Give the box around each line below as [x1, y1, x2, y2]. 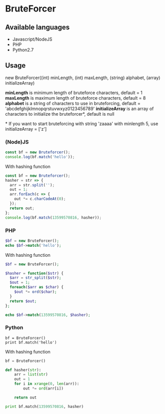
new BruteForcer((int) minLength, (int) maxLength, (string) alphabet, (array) [5, 75, 160, 81]
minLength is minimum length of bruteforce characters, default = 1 [5, 90, 142, 96]
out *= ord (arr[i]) [23, 386, 64, 391]
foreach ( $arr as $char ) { [9, 285, 64, 290]
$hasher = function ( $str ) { [5, 271, 64, 276]
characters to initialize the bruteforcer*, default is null [5, 111, 114, 117]
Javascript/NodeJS [12, 36, 52, 42]
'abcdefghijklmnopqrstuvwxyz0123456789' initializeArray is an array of [5, 106, 154, 112]
